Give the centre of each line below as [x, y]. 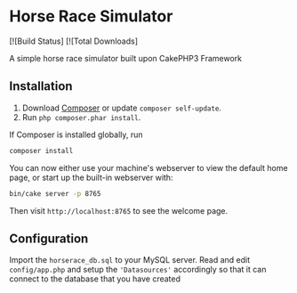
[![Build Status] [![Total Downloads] [73, 41]
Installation [41, 86]
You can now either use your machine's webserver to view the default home [148, 167]
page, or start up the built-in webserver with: [91, 177]
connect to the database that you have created [95, 279]
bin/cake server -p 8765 [55, 193]
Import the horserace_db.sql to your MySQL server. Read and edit [130, 260]
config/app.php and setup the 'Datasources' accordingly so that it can [138, 270]
